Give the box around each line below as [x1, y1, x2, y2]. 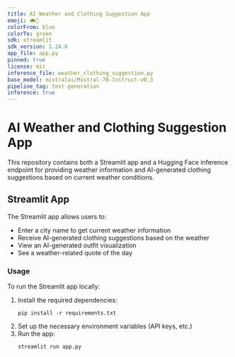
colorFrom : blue [7, 23, 55, 30]
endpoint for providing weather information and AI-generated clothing [7, 165, 211, 174]
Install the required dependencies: [17, 296, 118, 305]
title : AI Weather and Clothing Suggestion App [7, 10, 151, 18]
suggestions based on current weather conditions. [7, 173, 154, 182]
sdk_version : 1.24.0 [7, 43, 69, 50]
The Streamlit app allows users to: [7, 212, 107, 221]
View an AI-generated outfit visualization [17, 241, 137, 250]
